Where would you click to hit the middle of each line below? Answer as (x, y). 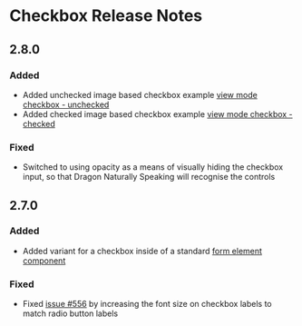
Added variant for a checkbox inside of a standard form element (142, 251)
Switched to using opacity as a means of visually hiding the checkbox (153, 167)
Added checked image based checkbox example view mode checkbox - (157, 114)
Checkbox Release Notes (106, 16)
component (44, 261)
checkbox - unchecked (66, 104)
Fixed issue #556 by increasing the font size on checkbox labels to (147, 304)
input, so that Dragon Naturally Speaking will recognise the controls (149, 177)
